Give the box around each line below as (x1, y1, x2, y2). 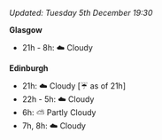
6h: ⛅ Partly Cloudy (21, 107, 96, 118)
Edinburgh (9, 63, 49, 74)
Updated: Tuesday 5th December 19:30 (9, 8, 153, 18)
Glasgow (9, 25, 42, 35)
